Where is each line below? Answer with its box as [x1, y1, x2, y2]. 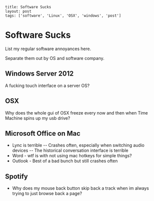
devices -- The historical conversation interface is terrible [12, 147, 129, 153]
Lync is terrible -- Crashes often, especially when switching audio [12, 143, 145, 148]
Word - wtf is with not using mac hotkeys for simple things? [12, 153, 132, 159]
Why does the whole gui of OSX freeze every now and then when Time [5, 110, 148, 115]
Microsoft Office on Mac [5, 129, 81, 138]
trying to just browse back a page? [12, 191, 82, 197]
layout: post [5, 9, 32, 14]
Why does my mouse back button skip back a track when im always [12, 185, 149, 191]
